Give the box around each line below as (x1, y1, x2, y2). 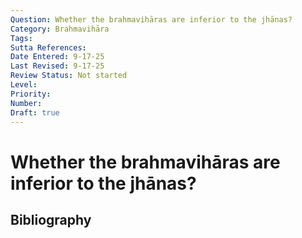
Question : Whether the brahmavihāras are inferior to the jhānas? (10, 14, 293, 25)
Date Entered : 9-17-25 (10, 52, 105, 62)
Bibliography (10, 211, 92, 228)
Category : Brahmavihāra (10, 24, 110, 34)
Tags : (10, 33, 33, 43)
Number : (10, 98, 43, 108)
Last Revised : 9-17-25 (10, 61, 105, 71)
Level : (10, 80, 38, 90)
